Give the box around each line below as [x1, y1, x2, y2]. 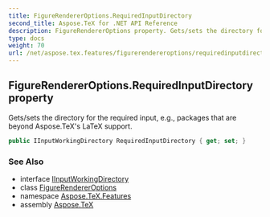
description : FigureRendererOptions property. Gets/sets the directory [8, 27, 253, 35]
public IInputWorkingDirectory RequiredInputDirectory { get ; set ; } [8, 137, 247, 145]
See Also [8, 156, 44, 167]
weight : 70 [8, 42, 45, 50]
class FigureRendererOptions [19, 182, 117, 192]
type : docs [8, 34, 45, 43]
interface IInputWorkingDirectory [19, 174, 129, 183]
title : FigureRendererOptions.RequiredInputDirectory [8, 11, 193, 20]
